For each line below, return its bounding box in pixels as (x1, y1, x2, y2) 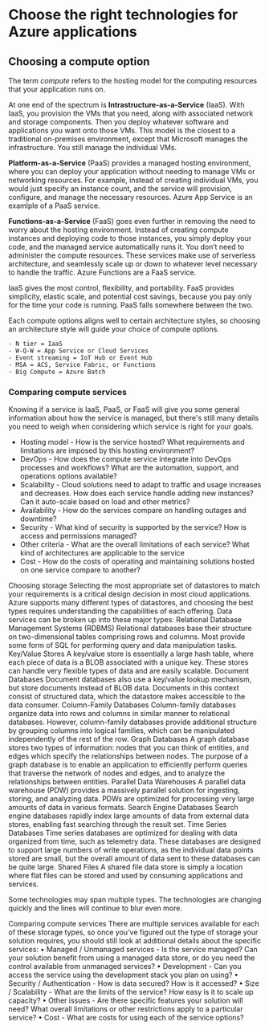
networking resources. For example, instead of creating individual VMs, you (8, 175, 259, 185)
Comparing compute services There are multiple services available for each (8, 919, 259, 929)
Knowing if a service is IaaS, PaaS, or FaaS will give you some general (8, 405, 240, 414)
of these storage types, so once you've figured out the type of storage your (8, 927, 259, 937)
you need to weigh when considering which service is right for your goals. (8, 421, 254, 431)
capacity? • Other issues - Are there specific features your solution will (8, 995, 243, 1005)
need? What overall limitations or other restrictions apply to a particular (8, 1004, 243, 1014)
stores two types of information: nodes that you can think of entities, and (8, 743, 250, 752)
